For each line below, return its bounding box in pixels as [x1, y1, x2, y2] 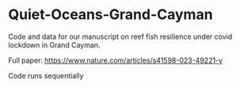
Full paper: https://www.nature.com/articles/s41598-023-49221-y [8, 55, 223, 65]
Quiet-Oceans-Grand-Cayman [8, 6, 213, 24]
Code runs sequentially [8, 71, 84, 80]
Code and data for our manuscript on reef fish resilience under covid [8, 32, 233, 41]
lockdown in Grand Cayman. [8, 40, 101, 49]
